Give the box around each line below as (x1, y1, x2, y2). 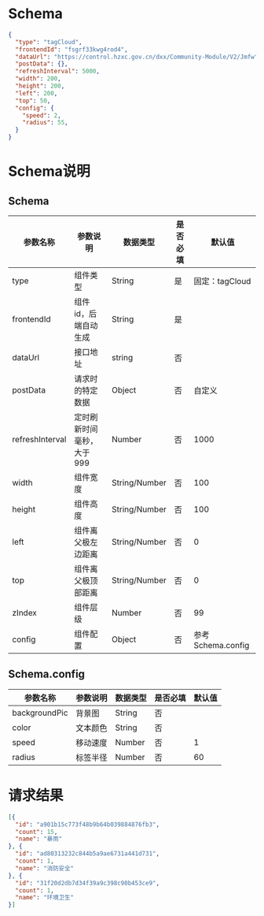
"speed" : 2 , (22, 111, 61, 119)
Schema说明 (8, 162, 90, 181)
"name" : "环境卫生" (15, 894, 75, 902)
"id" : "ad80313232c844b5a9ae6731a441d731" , (15, 850, 159, 858)
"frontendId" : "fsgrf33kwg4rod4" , (15, 45, 128, 54)
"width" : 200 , (15, 75, 61, 83)
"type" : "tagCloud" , (15, 38, 82, 46)
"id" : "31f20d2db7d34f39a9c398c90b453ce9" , (15, 879, 159, 887)
